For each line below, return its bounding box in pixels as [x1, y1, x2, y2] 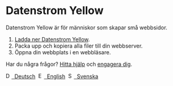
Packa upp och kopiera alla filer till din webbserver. [14, 42, 143, 49]
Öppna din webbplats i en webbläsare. [14, 48, 111, 56]
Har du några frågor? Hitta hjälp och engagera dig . [5, 60, 132, 68]
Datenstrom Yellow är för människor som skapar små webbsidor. [5, 24, 168, 31]
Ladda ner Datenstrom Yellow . [14, 35, 90, 43]
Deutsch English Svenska [14, 73, 99, 80]
